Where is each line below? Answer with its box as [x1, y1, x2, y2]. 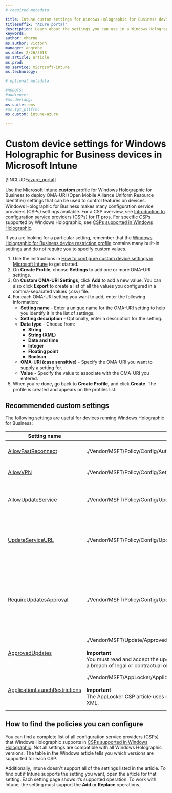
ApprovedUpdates [8, 649, 52, 656]
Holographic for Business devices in [5, 149, 162, 160]
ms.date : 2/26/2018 [5, 50, 47, 55]
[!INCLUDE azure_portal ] [5, 177, 56, 183]
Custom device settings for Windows [5, 138, 166, 150]
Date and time [28, 337, 59, 343]
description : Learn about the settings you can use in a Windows [5, 26, 147, 31]
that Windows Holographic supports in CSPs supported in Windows [5, 739, 148, 745]
